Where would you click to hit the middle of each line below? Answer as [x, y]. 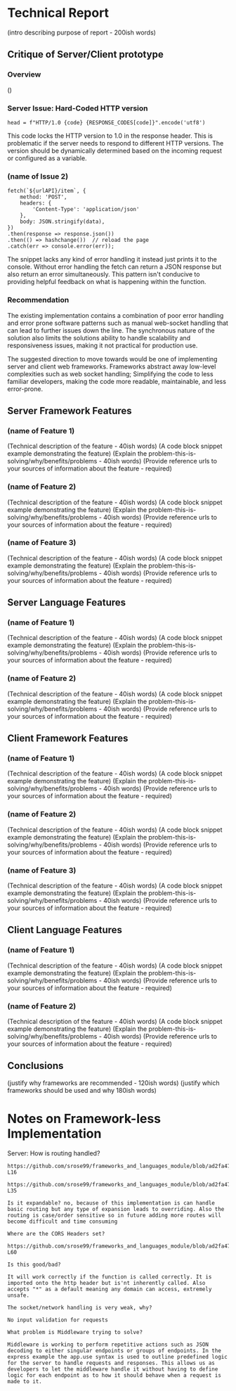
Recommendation [38, 300]
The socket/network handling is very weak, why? [80, 1307]
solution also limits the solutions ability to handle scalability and [99, 338]
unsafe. [19, 1295]
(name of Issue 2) [38, 176]
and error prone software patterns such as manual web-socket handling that [118, 323]
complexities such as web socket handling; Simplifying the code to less [110, 373]
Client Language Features [65, 930]
